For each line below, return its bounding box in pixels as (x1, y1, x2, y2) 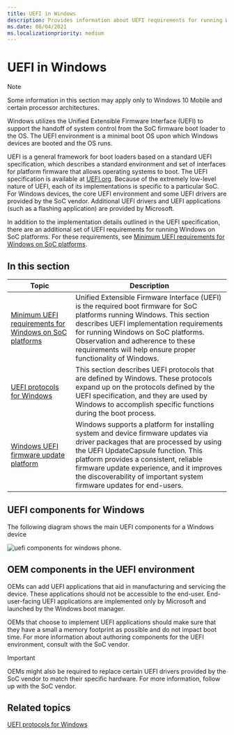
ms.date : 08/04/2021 (7, 23, 68, 30)
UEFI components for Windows (7, 504, 145, 516)
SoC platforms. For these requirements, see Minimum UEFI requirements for (7, 232, 225, 241)
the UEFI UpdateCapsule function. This (75, 446, 203, 455)
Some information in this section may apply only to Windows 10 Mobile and (7, 96, 223, 104)
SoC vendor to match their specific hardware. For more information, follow (7, 674, 221, 683)
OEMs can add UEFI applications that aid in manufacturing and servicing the (7, 582, 226, 590)
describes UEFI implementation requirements (75, 319, 224, 328)
